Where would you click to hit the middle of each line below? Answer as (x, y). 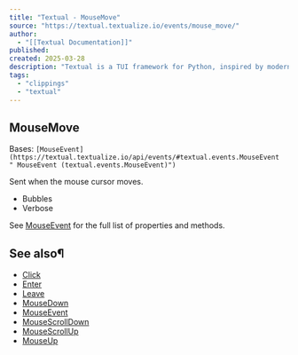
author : (24, 34)
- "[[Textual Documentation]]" (75, 42)
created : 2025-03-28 (47, 59)
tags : (19, 75)
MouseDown (45, 304)
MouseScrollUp (50, 331)
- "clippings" (43, 83)
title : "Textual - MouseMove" (65, 17)
